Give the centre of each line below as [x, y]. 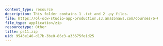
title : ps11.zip [21, 32]
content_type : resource [29, 9]
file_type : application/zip [33, 23]
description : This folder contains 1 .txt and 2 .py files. [67, 14]
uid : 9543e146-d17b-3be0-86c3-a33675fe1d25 [50, 36]
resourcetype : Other [26, 27]
